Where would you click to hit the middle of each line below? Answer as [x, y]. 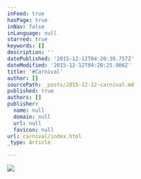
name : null [29, 110]
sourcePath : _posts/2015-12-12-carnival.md [71, 85]
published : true [30, 91]
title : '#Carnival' [35, 71]
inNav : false [26, 26]
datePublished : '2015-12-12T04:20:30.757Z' [71, 59]
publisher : [23, 104]
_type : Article [29, 143]
